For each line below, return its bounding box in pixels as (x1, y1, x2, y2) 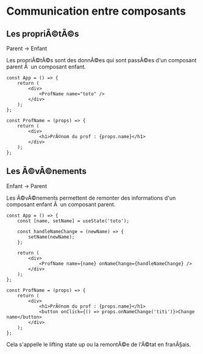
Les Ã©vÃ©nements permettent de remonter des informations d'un (6, 194, 176, 201)
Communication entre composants (6, 4, 187, 18)
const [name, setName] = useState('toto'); (17, 218, 130, 224)
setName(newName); (28, 234, 75, 240)
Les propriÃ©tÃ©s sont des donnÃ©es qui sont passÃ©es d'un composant (6, 57, 197, 63)
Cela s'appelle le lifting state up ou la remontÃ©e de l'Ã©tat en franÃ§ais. (6, 341, 191, 348)
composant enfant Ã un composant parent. (6, 200, 116, 208)
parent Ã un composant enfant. (6, 63, 87, 70)
